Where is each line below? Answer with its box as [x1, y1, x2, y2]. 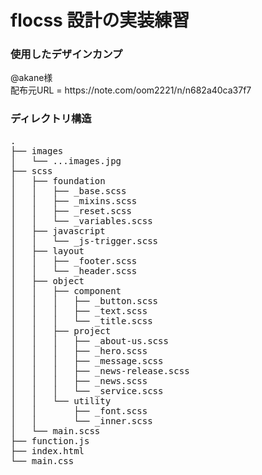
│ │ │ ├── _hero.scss [10, 345, 148, 356]
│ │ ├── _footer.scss [10, 255, 138, 266]
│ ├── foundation [10, 175, 106, 186]
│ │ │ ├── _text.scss [10, 305, 148, 316]
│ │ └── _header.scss [10, 265, 138, 276]
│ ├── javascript [10, 225, 106, 236]
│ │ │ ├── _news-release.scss [10, 365, 190, 376]
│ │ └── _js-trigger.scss [10, 235, 159, 246]
